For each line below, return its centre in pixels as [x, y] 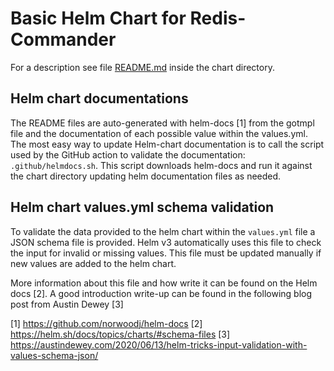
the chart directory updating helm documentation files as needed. [146, 176]
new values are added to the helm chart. [93, 263]
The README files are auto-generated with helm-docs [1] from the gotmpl [162, 123]
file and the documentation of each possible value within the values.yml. [159, 133]
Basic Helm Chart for [98, 18]
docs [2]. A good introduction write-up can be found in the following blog [161, 293]
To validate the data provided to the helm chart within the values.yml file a [163, 231]
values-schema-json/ [54, 355]
